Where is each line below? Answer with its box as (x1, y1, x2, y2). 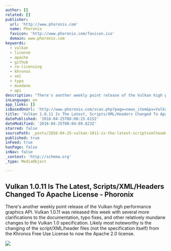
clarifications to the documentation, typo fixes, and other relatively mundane (5, 214, 165, 220)
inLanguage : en (5, 97, 38, 102)
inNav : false (5, 150, 33, 155)
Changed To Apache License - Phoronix (5, 190, 134, 199)
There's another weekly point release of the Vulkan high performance (5, 204, 152, 210)
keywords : (5, 41, 26, 46)
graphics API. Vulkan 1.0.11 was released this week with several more (5, 209, 149, 215)
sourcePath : (5, 130, 31, 135)
